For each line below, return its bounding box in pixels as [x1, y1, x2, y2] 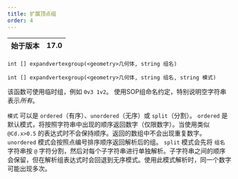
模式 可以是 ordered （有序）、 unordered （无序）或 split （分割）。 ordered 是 [7, 111, 228, 120]
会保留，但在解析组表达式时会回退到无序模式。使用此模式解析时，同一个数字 [7, 155, 232, 163]
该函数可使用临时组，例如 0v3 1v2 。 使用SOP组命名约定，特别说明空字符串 [7, 87, 227, 96]
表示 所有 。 [7, 96, 39, 105]
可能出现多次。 [7, 164, 51, 173]
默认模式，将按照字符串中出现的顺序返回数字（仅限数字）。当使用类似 [7, 120, 210, 128]
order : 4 [7, 17, 33, 24]
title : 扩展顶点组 [7, 10, 57, 18]
